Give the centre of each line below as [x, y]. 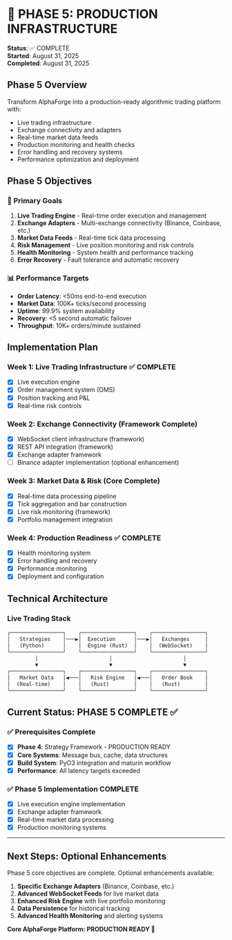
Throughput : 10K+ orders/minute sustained [79, 326]
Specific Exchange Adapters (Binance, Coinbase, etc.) [96, 887]
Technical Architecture [58, 598]
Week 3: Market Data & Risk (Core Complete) [84, 481]
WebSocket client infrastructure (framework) [81, 438]
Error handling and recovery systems [70, 152]
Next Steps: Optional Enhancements [87, 856]
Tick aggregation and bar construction [72, 504]
